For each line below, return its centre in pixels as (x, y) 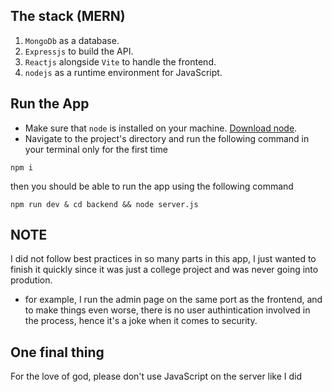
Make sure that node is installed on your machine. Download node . (161, 128)
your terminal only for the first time (96, 149)
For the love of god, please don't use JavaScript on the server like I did (156, 376)
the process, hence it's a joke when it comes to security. (141, 321)
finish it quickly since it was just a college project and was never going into (164, 270)
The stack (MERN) (68, 16)
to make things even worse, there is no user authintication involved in (167, 310)
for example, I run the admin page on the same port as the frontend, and (173, 300)
